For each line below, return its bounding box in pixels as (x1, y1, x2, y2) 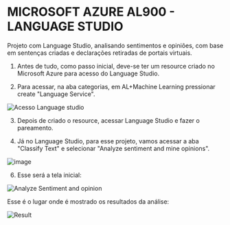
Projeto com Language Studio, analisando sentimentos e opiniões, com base (7, 41, 224, 49)
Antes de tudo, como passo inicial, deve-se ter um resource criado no (16, 62, 215, 70)
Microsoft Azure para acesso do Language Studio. (16, 69, 160, 78)
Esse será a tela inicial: (16, 171, 82, 179)
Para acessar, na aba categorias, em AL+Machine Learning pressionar (16, 82, 216, 91)
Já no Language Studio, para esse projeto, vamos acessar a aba (16, 137, 199, 145)
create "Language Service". (16, 90, 95, 98)
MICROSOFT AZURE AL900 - (7, 4, 175, 20)
